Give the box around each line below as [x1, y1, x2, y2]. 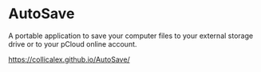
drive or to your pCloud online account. [8, 39, 137, 48]
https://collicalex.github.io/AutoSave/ [8, 55, 130, 64]
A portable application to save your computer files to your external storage [8, 31, 254, 40]
